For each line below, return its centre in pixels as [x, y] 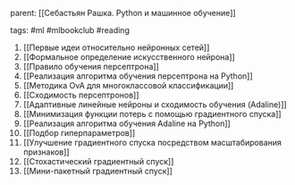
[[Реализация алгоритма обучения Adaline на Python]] [126, 123]
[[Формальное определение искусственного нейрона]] [129, 57]
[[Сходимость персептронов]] [81, 95]
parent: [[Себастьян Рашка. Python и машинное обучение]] [123, 13]
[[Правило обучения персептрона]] [91, 67]
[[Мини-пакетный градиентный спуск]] [97, 171]
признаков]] [46, 152]
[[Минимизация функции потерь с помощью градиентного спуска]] [152, 114]
